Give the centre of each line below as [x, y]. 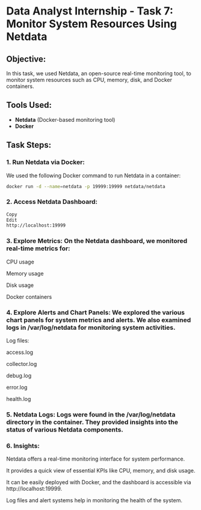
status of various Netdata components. [65, 429]
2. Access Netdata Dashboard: [52, 202]
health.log [19, 398]
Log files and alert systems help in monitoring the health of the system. [94, 500]
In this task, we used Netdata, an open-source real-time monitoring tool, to [99, 73]
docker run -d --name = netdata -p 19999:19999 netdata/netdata [86, 186]
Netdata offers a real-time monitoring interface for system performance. [96, 459]
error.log [17, 387]
